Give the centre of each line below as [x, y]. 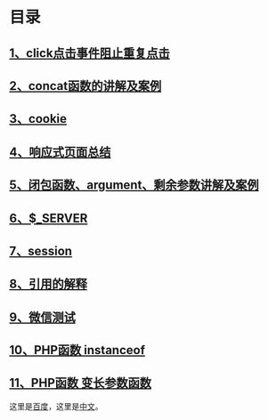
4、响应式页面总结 [60, 152]
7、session [41, 250]
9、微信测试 [42, 317]
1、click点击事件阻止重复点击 [90, 53]
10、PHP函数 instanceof [77, 350]
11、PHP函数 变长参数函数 [80, 383]
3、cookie [38, 119]
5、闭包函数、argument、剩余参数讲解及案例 [134, 186]
